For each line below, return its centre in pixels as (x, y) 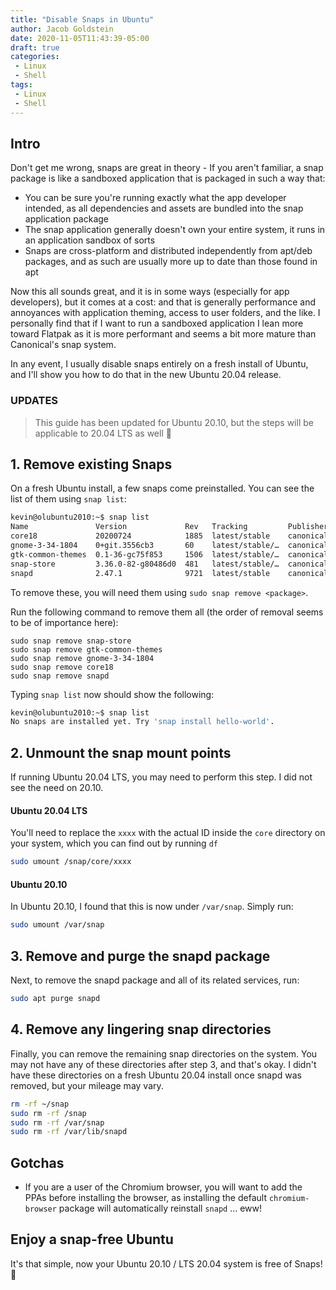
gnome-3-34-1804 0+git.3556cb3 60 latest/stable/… (145, 546)
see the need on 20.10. (57, 788)
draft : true (35, 47)
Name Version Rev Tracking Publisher (169, 527)
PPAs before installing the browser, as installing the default (145, 1198)
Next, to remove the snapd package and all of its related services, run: (155, 980)
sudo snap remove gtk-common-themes (86, 649)
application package (67, 219)
